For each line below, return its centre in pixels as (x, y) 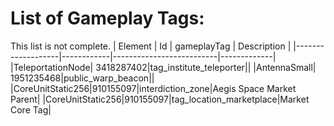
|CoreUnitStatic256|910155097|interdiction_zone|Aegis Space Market (153, 88)
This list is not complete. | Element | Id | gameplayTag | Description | (151, 46)
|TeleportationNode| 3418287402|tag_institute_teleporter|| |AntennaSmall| (163, 67)
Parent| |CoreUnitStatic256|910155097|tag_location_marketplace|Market (160, 99)
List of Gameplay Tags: (107, 18)
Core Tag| (31, 109)
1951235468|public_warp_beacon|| (82, 78)
